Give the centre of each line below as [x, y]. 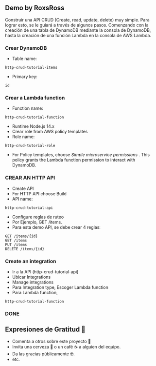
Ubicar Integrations [31, 277]
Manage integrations [33, 282]
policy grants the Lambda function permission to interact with [74, 160]
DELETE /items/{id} [25, 249]
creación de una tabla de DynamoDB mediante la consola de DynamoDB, [78, 30]
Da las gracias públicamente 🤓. [43, 354]
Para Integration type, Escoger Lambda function [60, 287]
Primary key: [25, 77]
